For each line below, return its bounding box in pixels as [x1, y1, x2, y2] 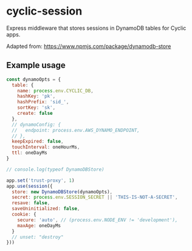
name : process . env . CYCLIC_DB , [17, 88, 94, 94]
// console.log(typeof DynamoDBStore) [6, 166, 105, 173]
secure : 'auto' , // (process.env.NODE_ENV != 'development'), [17, 217, 178, 223]
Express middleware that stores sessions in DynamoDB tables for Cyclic [6, 24, 187, 32]
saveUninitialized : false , [12, 205, 80, 212]
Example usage [6, 60, 66, 70]
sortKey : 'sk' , [17, 105, 56, 111]
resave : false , [12, 200, 50, 206]
